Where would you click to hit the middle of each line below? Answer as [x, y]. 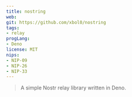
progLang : [18, 39]
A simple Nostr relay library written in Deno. [73, 88]
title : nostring [26, 11]
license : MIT [22, 50]
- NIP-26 [17, 66]
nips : [13, 55]
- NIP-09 [17, 60]
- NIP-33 [17, 71]
